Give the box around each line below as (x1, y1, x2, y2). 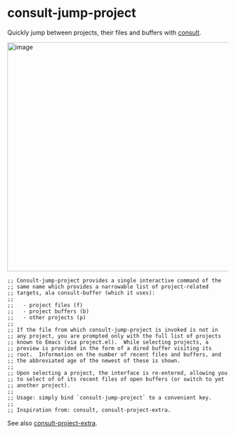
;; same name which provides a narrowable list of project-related (7, 283, 209, 290)
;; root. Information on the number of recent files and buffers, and (7, 351, 221, 358)
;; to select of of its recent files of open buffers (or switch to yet (7, 376, 225, 383)
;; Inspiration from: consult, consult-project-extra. (7, 407, 171, 414)
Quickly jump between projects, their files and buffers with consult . (7, 28, 202, 37)
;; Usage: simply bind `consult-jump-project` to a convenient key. (7, 394, 212, 401)
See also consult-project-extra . (7, 418, 98, 427)
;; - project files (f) (7, 302, 83, 309)
